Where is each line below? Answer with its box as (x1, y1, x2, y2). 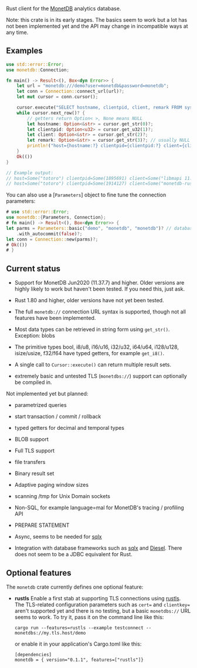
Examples (6, 46, 43, 56)
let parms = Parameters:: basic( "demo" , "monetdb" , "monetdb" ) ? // (6, 225, 172, 231)
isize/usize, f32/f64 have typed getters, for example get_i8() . (14, 350, 165, 357)
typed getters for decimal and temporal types (14, 425, 125, 432)
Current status (6, 263, 60, 273)
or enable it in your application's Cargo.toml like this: (14, 640, 142, 647)
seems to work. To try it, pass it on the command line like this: (14, 613, 164, 620)
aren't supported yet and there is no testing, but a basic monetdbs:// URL (14, 607, 191, 614)
